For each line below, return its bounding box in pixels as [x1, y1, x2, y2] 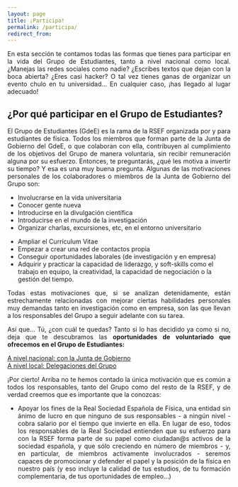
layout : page [7, 10, 46, 18]
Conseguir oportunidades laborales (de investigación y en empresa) [17, 253, 217, 261]
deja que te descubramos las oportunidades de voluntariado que [7, 333, 231, 341]
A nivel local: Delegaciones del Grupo [7, 361, 117, 370]
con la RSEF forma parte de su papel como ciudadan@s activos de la [17, 434, 231, 443]
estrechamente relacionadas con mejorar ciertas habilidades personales [7, 296, 231, 305]
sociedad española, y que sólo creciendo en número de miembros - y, [17, 442, 231, 451]
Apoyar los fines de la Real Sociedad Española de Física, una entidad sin [17, 404, 231, 412]
